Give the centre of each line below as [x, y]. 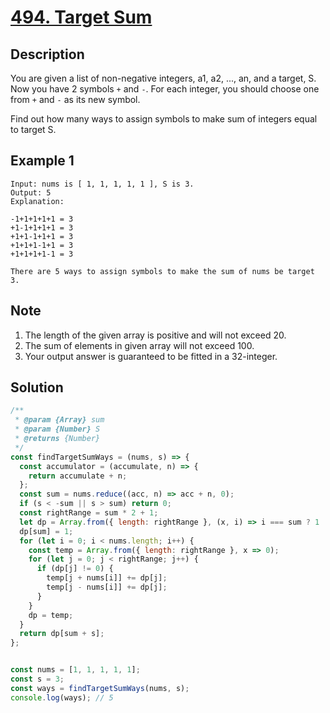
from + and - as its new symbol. [75, 99]
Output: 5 [31, 192]
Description [47, 54]
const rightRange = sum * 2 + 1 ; [89, 513]
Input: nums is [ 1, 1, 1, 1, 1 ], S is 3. [102, 184]
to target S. [33, 129]
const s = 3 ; [37, 679]
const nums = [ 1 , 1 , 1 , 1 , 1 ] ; [75, 670]
